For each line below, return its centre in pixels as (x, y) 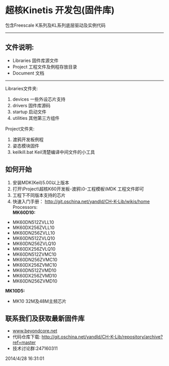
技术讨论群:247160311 (35, 348)
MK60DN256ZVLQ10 (34, 243)
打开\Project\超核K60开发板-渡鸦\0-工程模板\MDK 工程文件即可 (78, 189)
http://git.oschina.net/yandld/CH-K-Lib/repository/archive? (102, 337)
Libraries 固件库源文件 (35, 60)
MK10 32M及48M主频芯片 (39, 301)
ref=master (24, 342)
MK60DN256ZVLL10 (34, 233)
